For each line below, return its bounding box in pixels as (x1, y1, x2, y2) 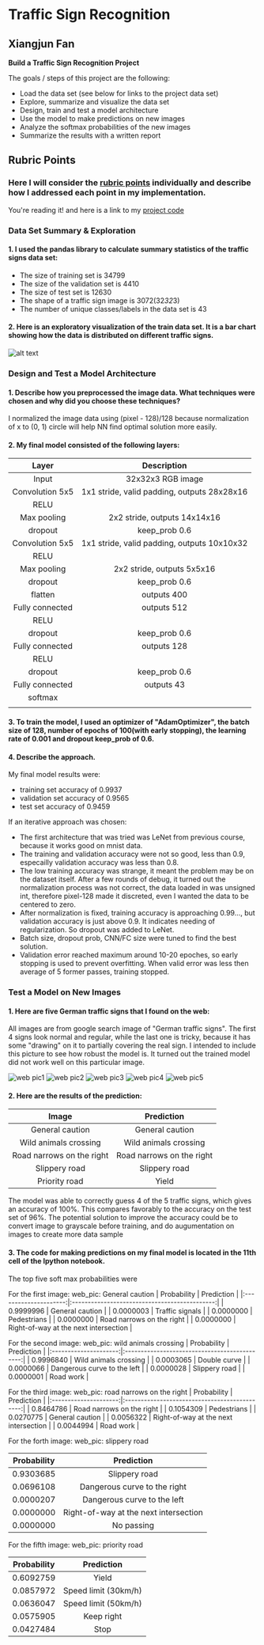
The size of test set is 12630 (19, 287, 112, 297)
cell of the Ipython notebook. (8, 1256, 105, 1266)
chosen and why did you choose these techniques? (8, 396, 181, 405)
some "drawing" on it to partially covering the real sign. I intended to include (8, 1040, 257, 1050)
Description (141, 461, 187, 472)
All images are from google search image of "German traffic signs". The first (8, 1024, 257, 1033)
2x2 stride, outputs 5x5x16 (113, 563, 216, 574)
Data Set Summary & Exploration (8, 225, 136, 236)
